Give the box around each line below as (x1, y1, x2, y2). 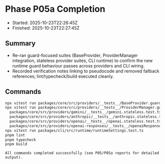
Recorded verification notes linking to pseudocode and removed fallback (12, 68, 160, 74)
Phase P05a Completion (5, 3, 106, 15)
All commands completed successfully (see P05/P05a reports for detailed (5, 151, 160, 156)
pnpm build (5, 142, 27, 147)
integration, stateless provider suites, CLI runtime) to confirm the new (12, 58, 153, 64)
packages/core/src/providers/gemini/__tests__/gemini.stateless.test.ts (9, 110, 162, 115)
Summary (5, 39, 36, 48)
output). (5, 155, 23, 160)
